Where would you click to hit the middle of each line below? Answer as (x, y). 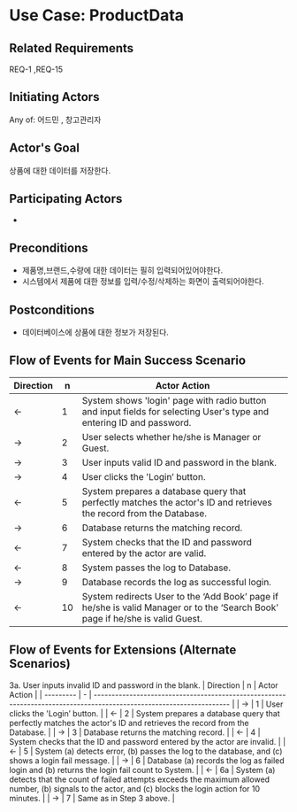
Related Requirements (72, 48)
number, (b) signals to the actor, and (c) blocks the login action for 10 (135, 788)
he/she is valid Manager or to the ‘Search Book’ (180, 607)
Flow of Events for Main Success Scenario (127, 361)
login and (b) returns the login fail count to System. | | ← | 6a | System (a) (142, 769)
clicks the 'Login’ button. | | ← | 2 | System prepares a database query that (145, 713)
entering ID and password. (137, 422)
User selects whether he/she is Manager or (171, 437)
